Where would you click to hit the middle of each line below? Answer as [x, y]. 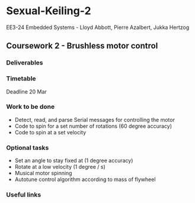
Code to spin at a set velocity [50, 132]
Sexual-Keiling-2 [49, 11]
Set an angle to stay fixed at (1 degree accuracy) [74, 160]
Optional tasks [28, 147]
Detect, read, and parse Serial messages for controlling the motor [95, 120]
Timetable [21, 79]
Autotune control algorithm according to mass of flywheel [85, 179]
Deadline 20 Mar [27, 91]
